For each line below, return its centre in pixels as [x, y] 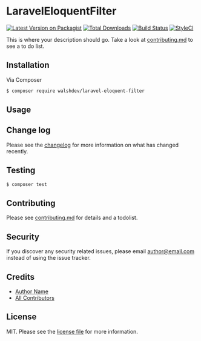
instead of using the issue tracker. [48, 258]
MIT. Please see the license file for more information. [72, 331]
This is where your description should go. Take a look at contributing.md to [100, 39]
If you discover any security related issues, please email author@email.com [100, 251]
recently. [17, 151]
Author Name [32, 291]
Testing [21, 170]
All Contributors [35, 297]
